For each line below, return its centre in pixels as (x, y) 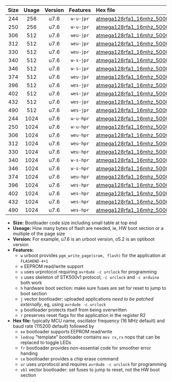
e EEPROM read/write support (52, 266)
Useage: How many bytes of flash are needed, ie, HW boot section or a (88, 228)
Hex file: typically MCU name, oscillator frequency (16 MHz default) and (89, 321)
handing (29, 353)
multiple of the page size (39, 234)
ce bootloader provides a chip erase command (69, 359)
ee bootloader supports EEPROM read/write (66, 332)
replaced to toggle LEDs (46, 342)
